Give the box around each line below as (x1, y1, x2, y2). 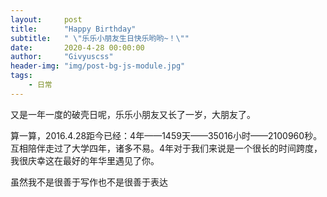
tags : (10, 71, 33, 81)
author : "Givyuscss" (10, 52, 114, 62)
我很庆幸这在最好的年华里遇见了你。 (10, 154, 160, 166)
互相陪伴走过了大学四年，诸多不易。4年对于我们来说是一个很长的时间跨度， (10, 142, 323, 154)
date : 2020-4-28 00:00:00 (10, 42, 145, 53)
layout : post (10, 14, 83, 25)
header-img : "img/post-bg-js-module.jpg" (10, 61, 186, 71)
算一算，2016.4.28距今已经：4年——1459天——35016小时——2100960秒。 (10, 129, 323, 141)
